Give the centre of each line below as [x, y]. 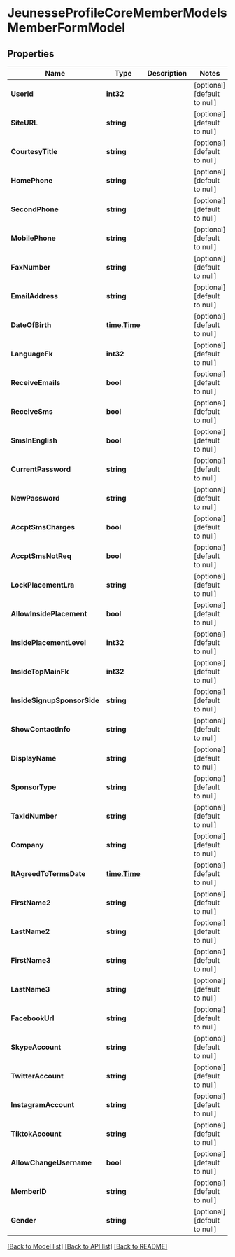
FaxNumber [31, 267]
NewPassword [35, 498]
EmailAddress [34, 296]
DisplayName [34, 758]
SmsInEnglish [34, 440]
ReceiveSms [32, 411]
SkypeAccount [36, 1047]
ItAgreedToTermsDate [48, 874]
